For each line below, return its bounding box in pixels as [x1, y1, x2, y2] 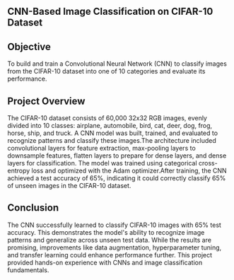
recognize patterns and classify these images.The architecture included [7, 136, 217, 145]
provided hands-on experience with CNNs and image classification [7, 258, 203, 267]
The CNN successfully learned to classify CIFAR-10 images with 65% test [7, 221, 221, 229]
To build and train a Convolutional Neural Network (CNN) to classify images [7, 59, 228, 68]
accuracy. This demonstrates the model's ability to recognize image [7, 228, 205, 236]
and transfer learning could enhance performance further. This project [7, 250, 213, 259]
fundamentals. [7, 265, 49, 274]
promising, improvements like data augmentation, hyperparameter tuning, [7, 243, 222, 252]
